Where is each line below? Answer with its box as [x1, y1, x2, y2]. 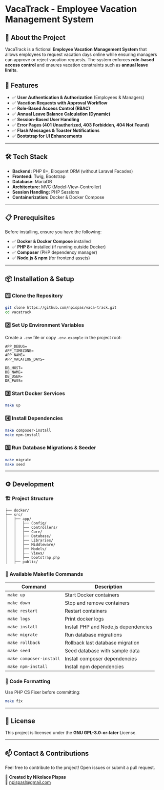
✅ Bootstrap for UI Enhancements [12, 133, 82, 139]
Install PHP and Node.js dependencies [64, 623, 153, 630]
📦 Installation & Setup [5, 274, 75, 283]
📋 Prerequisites [5, 214, 55, 222]
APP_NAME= [5, 353, 25, 358]
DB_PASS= [5, 378, 23, 383]
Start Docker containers [64, 592, 120, 598]
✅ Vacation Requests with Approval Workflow [12, 99, 107, 106]
